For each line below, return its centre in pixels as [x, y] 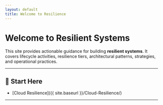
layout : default [21, 9]
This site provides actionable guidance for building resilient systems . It [76, 51]
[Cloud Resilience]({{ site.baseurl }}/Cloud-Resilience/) [67, 93]
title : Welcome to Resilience [36, 14]
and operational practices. [31, 61]
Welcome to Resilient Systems [67, 38]
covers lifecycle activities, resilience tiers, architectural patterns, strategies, [81, 57]
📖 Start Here [24, 81]
